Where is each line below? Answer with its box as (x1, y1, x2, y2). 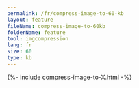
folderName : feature (7, 29, 66, 36)
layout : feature (7, 16, 53, 23)
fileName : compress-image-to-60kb (7, 23, 106, 29)
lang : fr (7, 42, 32, 48)
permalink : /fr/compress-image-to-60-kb (7, 10, 125, 17)
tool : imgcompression (7, 35, 69, 42)
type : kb (7, 55, 32, 61)
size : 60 (7, 48, 32, 55)
